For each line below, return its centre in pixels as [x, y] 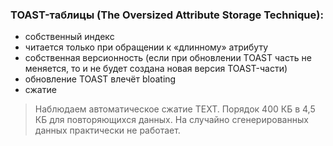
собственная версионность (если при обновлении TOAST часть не [168, 58]
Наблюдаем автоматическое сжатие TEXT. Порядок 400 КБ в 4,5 [175, 109]
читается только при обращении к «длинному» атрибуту [146, 47]
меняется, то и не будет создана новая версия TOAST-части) [156, 69]
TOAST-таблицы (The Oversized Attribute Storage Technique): [167, 15]
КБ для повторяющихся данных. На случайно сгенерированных [171, 120]
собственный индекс [69, 37]
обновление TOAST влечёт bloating [100, 79]
